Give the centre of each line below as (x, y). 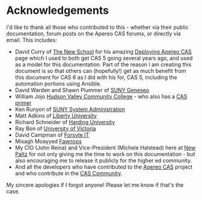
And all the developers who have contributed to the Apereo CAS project (104, 167)
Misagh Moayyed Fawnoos (48, 141)
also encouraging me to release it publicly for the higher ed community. (103, 160)
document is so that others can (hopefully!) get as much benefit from (100, 70)
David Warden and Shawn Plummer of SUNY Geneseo (82, 90)
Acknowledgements (58, 11)
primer (23, 102)
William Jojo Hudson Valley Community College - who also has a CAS (101, 96)
